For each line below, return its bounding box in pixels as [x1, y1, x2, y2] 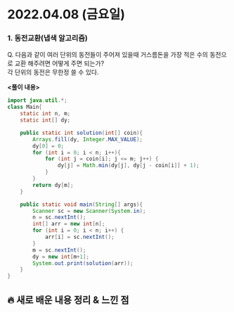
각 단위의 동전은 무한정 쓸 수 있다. [7, 68, 99, 77]
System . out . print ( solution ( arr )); [32, 259, 134, 267]
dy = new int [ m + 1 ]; [32, 253, 90, 260]
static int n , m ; [20, 110, 71, 117]
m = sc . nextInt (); [32, 247, 86, 254]
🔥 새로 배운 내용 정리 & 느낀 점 [7, 294, 129, 306]
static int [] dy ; [20, 117, 71, 124]
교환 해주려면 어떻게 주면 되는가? [14, 59, 105, 67]
